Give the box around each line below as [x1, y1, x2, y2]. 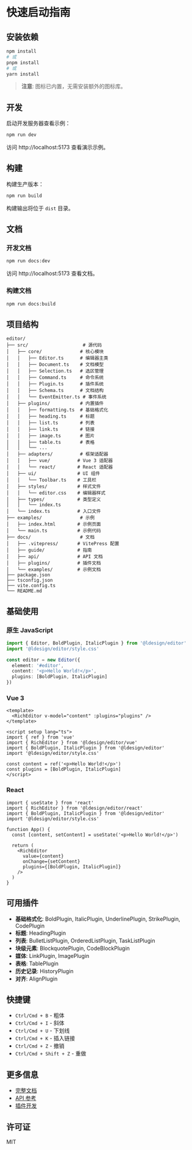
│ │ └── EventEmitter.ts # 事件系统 [6, 394, 107, 400]
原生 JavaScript [6, 626, 54, 634]
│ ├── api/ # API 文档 [6, 554, 103, 560]
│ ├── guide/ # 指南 [6, 547, 93, 554]
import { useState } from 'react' [6, 799, 94, 805]
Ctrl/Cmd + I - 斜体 [15, 1020, 65, 1027]
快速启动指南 [6, 5, 71, 20]
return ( [12, 842, 34, 848]
